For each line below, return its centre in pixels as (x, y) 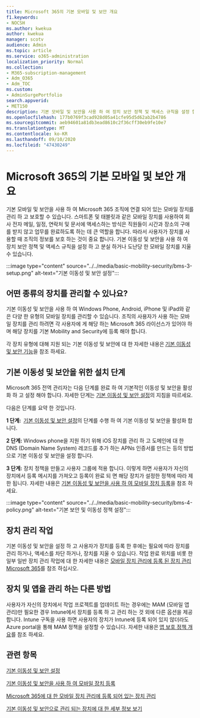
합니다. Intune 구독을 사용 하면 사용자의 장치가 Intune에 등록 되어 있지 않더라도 (98, 619)
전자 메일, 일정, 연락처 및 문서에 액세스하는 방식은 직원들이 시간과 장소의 (96, 224)
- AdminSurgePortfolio (34, 95)
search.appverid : (28, 100)
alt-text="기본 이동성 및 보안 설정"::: (77, 273)
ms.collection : (25, 67)
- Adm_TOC (18, 84)
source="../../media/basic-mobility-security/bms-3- (129, 266)
